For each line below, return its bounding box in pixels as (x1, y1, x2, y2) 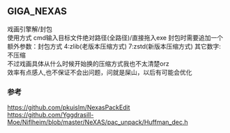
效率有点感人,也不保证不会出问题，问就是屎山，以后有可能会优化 (7, 68, 193, 76)
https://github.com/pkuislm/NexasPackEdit (7, 103, 130, 112)
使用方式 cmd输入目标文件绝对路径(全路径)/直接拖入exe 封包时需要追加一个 (7, 33, 224, 42)
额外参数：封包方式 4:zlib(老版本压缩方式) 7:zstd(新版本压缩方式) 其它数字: (7, 42, 222, 51)
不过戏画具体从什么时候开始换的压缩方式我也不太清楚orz (7, 59, 169, 68)
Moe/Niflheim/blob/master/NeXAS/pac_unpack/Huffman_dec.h (7, 118, 188, 127)
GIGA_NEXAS (7, 6, 68, 17)
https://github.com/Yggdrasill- (7, 111, 94, 119)
